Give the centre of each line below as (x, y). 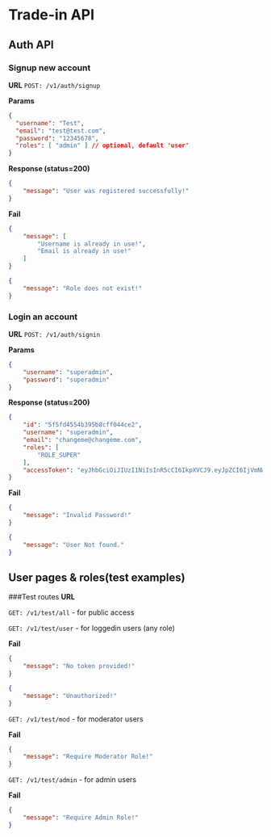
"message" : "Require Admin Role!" (81, 818)
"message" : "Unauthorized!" (70, 696)
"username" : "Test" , (50, 123)
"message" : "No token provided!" (79, 667)
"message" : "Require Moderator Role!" (88, 757)
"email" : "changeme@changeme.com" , (83, 440)
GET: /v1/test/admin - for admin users (73, 780)
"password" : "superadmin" (67, 380)
